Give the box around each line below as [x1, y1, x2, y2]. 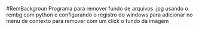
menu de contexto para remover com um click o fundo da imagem [6, 18, 169, 24]
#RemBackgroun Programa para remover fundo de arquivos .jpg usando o [6, 5, 188, 12]
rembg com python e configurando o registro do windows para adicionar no [6, 11, 193, 18]
